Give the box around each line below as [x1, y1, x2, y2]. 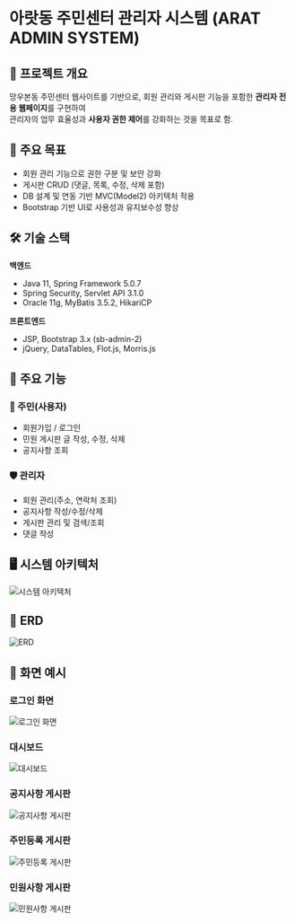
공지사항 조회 [22, 445, 69, 456]
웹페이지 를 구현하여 [18, 102, 87, 113]
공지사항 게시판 [9, 787, 72, 800]
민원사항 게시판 [9, 881, 72, 893]
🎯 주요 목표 [9, 143, 67, 158]
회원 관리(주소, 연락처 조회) [22, 495, 117, 505]
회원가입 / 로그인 [22, 423, 81, 434]
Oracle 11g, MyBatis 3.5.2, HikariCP [22, 297, 152, 308]
